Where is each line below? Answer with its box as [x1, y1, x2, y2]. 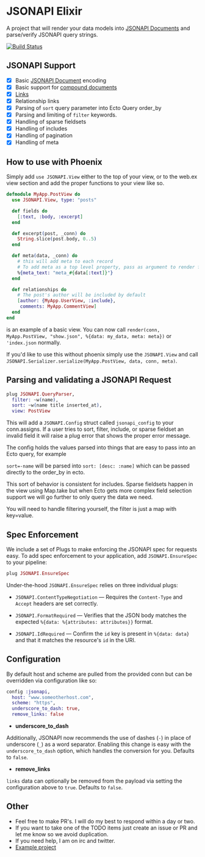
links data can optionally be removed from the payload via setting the [6, 777, 182, 784]
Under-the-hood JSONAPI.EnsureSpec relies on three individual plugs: [6, 581, 178, 588]
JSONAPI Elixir [6, 4, 82, 18]
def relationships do [12, 286, 67, 292]
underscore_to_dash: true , [12, 706, 81, 712]
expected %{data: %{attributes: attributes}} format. [15, 618, 153, 625]
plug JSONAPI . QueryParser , [6, 391, 75, 397]
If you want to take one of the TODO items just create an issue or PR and [15, 824, 198, 831]
